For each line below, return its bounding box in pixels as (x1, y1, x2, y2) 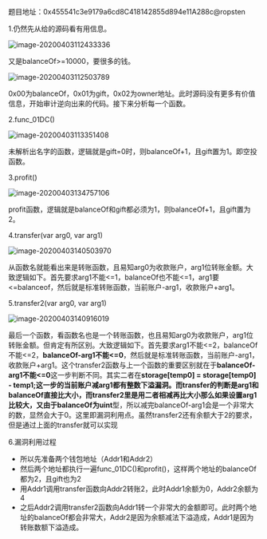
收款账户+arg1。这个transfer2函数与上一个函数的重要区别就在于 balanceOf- (8, 360, 256, 370)
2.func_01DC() (8, 115, 56, 124)
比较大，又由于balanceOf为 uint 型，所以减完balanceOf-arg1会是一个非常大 (8, 400, 254, 410)
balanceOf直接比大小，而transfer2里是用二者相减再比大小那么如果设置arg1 (8, 390, 257, 399)
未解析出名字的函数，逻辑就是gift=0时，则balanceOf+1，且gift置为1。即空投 (8, 147, 257, 156)
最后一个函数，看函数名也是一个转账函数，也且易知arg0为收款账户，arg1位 (8, 331, 253, 339)
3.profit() (8, 172, 37, 182)
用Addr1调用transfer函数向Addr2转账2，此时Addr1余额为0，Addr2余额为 (19, 484, 259, 493)
